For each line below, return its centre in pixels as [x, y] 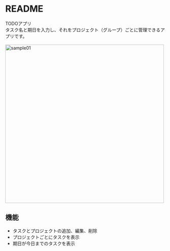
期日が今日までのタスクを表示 [44, 243]
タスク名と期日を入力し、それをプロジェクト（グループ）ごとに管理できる [83, 30]
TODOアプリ [19, 23]
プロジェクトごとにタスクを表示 [46, 237]
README [24, 9]
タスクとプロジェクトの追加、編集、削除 [55, 231]
